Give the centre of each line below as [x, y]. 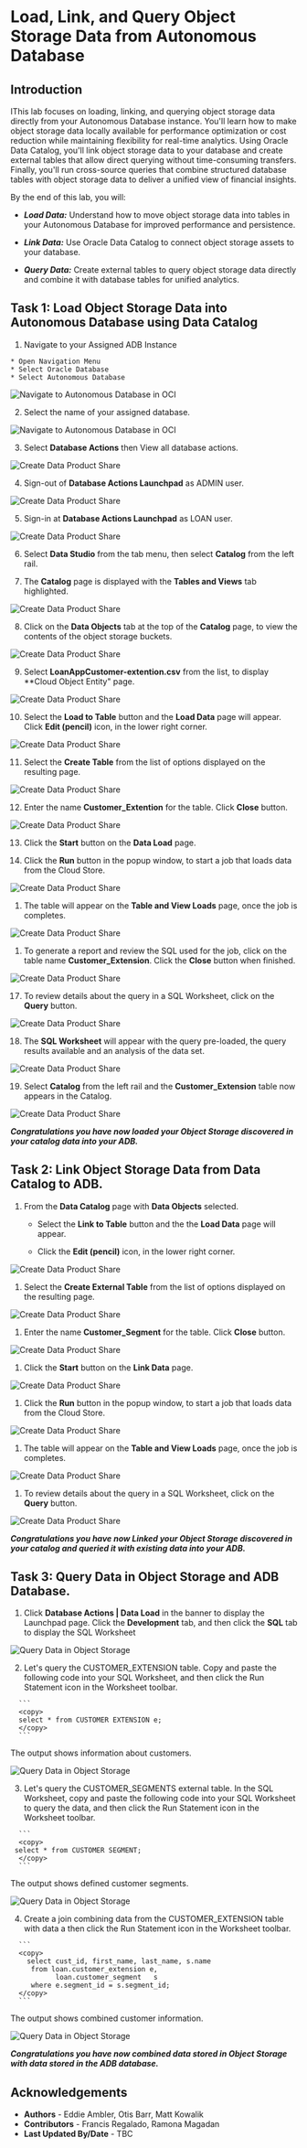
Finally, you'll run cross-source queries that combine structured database [148, 170]
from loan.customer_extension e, [94, 1970]
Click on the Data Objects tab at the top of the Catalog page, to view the [160, 626]
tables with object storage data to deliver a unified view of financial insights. [153, 179]
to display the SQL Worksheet [79, 1632]
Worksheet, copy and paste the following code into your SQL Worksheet [159, 1799]
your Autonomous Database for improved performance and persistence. [159, 225]
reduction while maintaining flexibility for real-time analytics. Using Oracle [149, 140]
